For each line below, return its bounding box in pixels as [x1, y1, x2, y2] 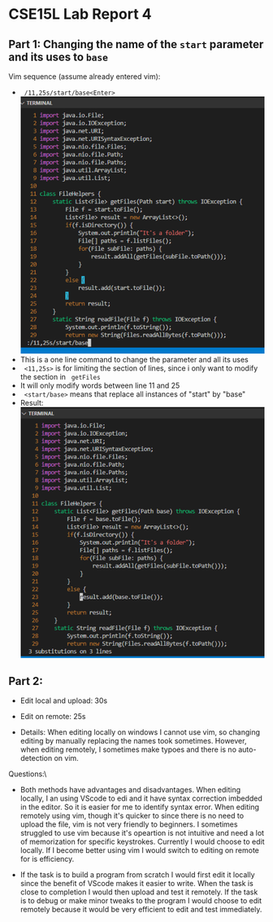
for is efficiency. [19, 854, 75, 864]
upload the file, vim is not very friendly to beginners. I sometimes [19, 819, 238, 829]
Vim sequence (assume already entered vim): [8, 72, 161, 81]
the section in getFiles [19, 371, 101, 381]
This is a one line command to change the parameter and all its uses [19, 354, 249, 364]
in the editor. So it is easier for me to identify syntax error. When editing [19, 802, 260, 812]
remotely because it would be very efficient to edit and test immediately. [19, 905, 262, 915]
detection [19, 753, 53, 763]
